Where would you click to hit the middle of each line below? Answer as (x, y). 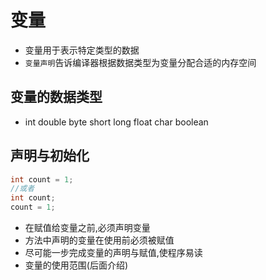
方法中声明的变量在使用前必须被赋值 (99, 240)
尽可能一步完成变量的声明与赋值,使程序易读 (113, 253)
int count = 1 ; (42, 179)
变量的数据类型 (56, 97)
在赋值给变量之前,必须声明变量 (87, 228)
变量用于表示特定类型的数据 (82, 50)
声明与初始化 (50, 156)
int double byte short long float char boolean (116, 122)
